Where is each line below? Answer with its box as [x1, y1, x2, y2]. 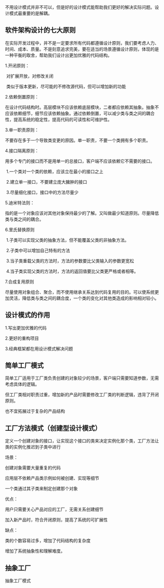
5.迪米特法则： [5, 200, 35, 206]
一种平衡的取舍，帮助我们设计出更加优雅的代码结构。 [5, 52, 112, 58]
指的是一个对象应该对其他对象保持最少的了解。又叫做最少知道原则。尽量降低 [5, 210, 159, 216]
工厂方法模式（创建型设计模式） [5, 424, 102, 432]
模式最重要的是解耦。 [9, 10, 52, 16]
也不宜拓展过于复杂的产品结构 [5, 408, 65, 414]
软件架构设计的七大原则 [5, 26, 76, 34]
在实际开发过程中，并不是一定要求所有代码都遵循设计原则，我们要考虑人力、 [5, 40, 159, 46]
